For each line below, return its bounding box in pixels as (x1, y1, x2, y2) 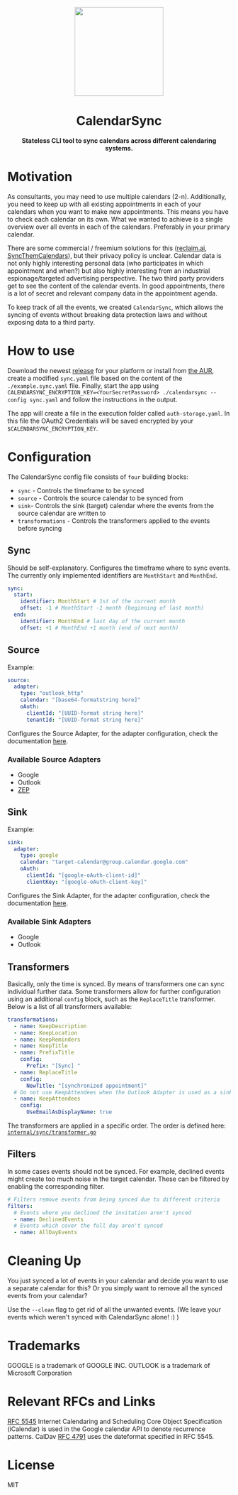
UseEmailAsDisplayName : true (25, 1108, 113, 1116)
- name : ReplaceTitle (13, 1069, 78, 1076)
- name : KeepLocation (13, 1029, 78, 1037)
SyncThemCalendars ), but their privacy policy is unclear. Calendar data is (7, 251, 222, 259)
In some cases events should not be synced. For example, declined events (7, 1167, 225, 1175)
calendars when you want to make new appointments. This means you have (7, 207, 229, 216)
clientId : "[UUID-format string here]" (25, 709, 144, 717)
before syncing (17, 524, 62, 532)
